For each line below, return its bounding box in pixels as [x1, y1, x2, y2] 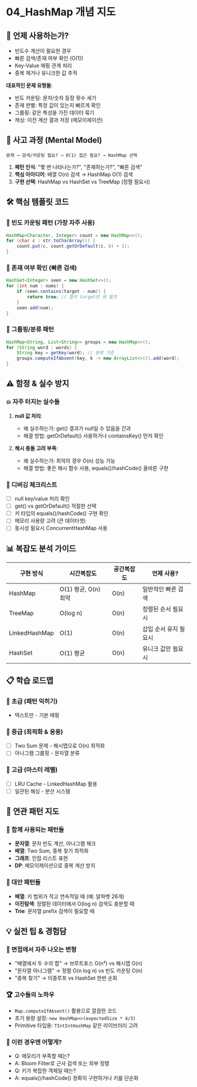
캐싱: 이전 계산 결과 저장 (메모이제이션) [14, 116, 103, 124]
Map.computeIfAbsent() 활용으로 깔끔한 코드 [14, 1007, 117, 1014]
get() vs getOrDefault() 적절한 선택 [14, 502, 97, 509]
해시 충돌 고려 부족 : [14, 445, 58, 452]
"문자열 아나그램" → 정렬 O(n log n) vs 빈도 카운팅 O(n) [14, 967, 143, 974]
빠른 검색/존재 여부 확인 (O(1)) [14, 55, 84, 62]
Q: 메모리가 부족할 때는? [14, 1052, 70, 1059]
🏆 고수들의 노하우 [6, 991, 55, 999]
